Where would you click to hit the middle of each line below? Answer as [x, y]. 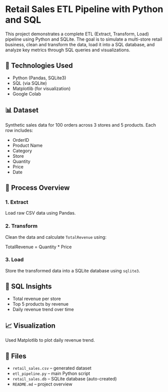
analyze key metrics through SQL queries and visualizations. [68, 50]
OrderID [21, 140]
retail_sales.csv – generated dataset [52, 368]
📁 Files [16, 356]
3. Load [15, 260]
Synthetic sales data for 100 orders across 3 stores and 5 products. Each [80, 125]
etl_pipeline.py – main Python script [51, 373]
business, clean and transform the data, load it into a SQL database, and [80, 44]
